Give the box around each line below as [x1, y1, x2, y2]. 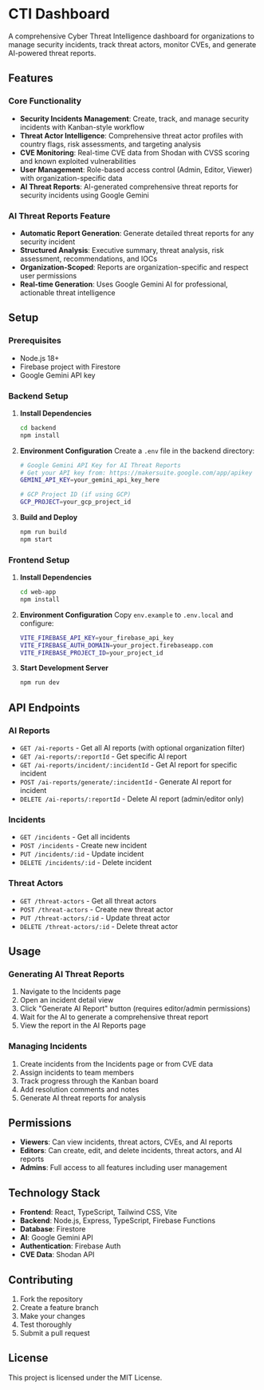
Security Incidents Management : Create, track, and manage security [19, 114, 250, 123]
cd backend [19, 423, 57, 432]
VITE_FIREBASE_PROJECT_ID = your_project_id [19, 649, 164, 657]
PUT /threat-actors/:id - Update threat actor [19, 913, 171, 923]
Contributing [8, 1273, 73, 1287]
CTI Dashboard [8, 5, 110, 23]
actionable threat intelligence [19, 287, 116, 297]
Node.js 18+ [19, 353, 60, 363]
